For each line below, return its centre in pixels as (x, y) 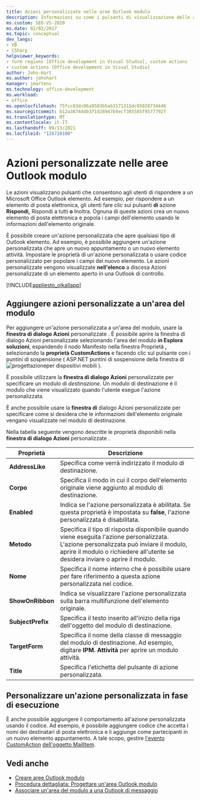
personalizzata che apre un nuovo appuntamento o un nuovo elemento (93, 248)
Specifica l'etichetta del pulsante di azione (119, 667)
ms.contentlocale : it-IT (37, 123)
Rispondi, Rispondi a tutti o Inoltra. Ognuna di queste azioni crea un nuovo (98, 211)
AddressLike (27, 467)
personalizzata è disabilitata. (100, 519)
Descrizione (125, 452)
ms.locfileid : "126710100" (40, 134)
